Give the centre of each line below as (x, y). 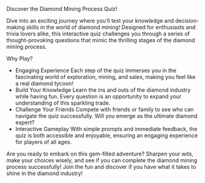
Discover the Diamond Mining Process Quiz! (62, 9)
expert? (25, 122)
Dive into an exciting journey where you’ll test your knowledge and (90, 21)
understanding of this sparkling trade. (63, 103)
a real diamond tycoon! (44, 83)
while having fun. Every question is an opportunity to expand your (98, 96)
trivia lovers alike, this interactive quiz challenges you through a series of (98, 34)
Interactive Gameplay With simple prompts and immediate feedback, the (106, 129)
